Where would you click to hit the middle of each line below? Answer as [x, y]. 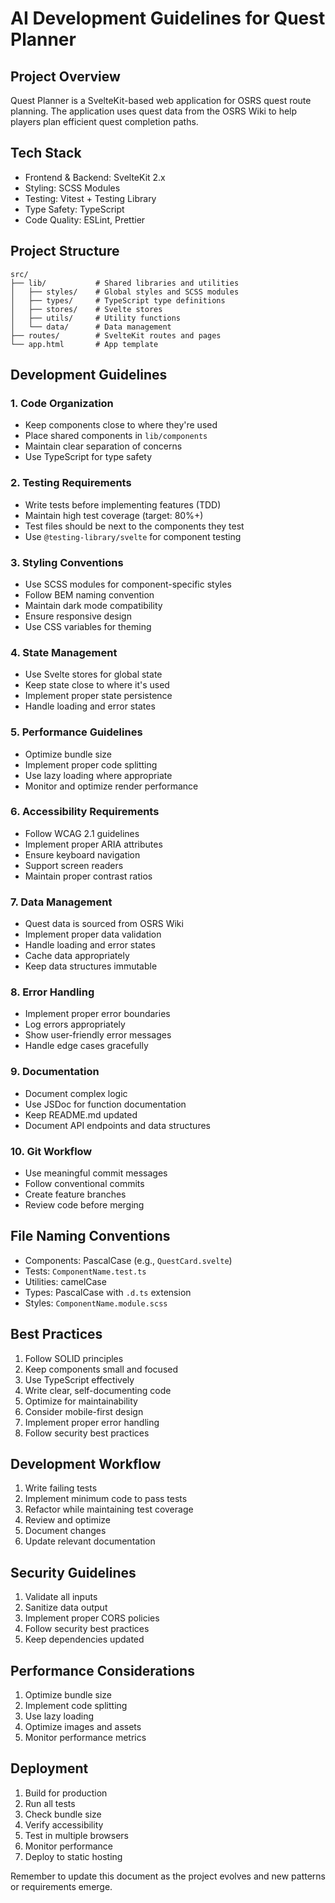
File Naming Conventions [90, 1236]
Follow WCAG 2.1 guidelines [82, 833]
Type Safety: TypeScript [74, 209]
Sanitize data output [66, 1608]
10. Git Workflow [51, 1151]
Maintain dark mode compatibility [93, 605]
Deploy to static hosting [73, 1856]
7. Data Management [61, 902]
